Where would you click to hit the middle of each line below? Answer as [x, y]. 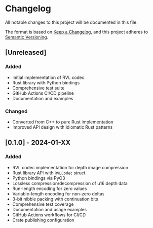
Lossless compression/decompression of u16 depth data [70, 183]
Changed [17, 111]
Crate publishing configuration [43, 220]
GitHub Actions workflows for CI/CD [49, 215]
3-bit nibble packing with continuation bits [55, 199]
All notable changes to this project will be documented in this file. [72, 22]
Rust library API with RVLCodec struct [49, 173]
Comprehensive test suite [38, 88]
